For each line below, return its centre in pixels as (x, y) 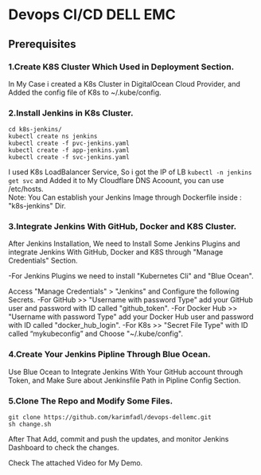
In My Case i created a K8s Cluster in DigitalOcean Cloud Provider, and (125, 84)
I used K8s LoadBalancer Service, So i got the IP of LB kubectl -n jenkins (130, 172)
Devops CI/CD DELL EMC (92, 15)
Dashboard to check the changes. (64, 448)
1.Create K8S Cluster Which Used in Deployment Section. (121, 67)
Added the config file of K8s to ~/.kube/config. (85, 92)
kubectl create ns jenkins (53, 137)
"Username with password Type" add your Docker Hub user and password (131, 317)
